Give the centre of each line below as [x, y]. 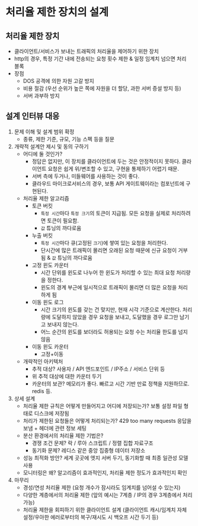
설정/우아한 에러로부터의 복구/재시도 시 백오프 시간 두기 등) [91, 517]
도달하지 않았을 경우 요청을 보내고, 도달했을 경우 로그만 [115, 317]
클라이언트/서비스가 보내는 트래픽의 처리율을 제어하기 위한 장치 [87, 51]
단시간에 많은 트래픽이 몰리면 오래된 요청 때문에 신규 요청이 [109, 250]
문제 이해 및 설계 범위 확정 [44, 132]
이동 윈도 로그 [48, 302]
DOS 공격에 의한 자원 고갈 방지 [58, 81]
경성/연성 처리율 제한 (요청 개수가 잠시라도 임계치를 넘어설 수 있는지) [102, 487]
